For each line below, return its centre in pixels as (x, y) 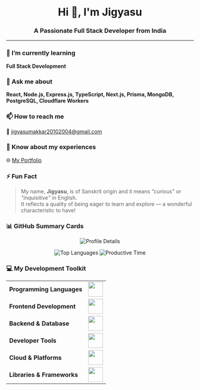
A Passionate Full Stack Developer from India (100, 31)
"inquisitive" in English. (49, 197)
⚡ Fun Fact (22, 176)
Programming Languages (46, 289)
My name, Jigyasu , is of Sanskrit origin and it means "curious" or (101, 191)
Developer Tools (33, 340)
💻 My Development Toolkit (46, 269)
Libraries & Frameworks (44, 375)
